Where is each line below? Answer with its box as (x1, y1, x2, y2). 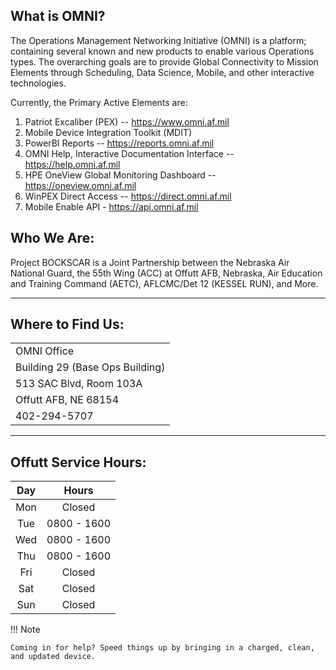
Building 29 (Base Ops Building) (15, 360, 166, 374)
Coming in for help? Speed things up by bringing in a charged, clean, (10, 643, 315, 653)
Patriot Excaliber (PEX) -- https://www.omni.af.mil (24, 115, 230, 128)
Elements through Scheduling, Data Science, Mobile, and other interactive (10, 66, 315, 78)
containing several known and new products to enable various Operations (10, 45, 315, 57)
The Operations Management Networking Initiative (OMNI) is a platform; (10, 34, 307, 46)
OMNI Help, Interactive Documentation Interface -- (24, 147, 235, 159)
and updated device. (10, 652, 97, 662)
